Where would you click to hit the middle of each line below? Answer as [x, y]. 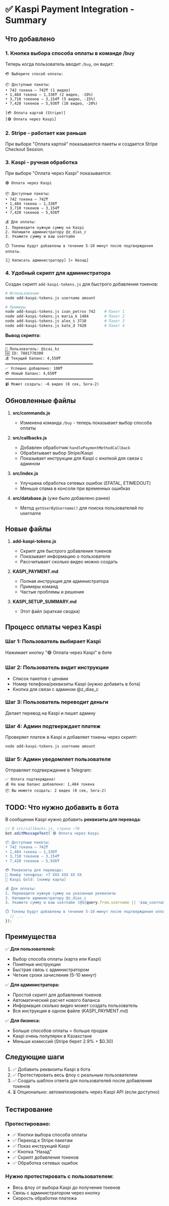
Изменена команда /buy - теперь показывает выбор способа [86, 422]
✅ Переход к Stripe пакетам [43, 1141]
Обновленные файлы [41, 401]
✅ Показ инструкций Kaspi [41, 1146]
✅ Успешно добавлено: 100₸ [34, 368]
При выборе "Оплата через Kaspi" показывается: [58, 173]
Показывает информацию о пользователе [65, 556]
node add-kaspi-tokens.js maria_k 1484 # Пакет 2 [65, 316]
